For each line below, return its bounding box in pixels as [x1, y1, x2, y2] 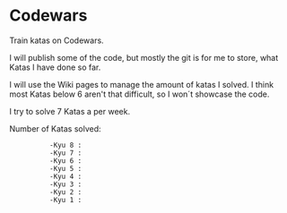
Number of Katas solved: [9, 123, 101, 134]
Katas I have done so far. [9, 62, 101, 72]
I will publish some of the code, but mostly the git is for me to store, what [9, 52, 279, 63]
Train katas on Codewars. [9, 35, 105, 46]
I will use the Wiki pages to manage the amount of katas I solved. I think [9, 79, 274, 89]
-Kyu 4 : [48, 172, 83, 181]
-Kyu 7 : [48, 149, 83, 158]
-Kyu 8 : [48, 141, 83, 149]
